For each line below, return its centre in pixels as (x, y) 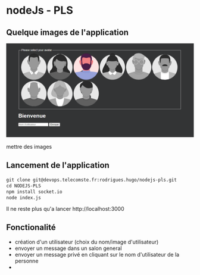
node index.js (24, 198)
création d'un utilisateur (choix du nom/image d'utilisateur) (87, 242)
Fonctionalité (31, 228)
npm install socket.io (34, 192)
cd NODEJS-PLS (24, 186)
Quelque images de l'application (68, 32)
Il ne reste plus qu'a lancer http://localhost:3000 (65, 208)
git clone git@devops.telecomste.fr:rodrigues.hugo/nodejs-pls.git (92, 180)
